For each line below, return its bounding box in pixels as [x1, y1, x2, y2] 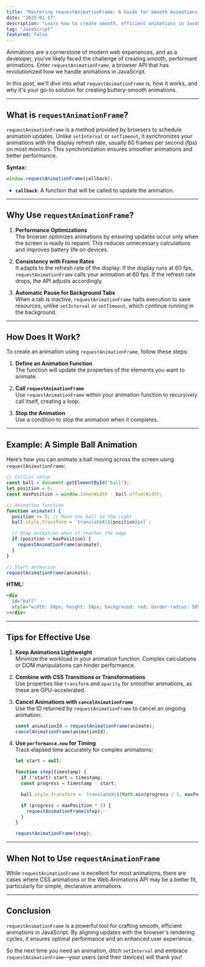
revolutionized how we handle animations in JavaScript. [6, 68, 146, 75]
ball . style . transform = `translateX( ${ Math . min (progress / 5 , [21, 791, 182, 798]
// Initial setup [6, 474, 51, 480]
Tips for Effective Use [6, 632, 90, 642]
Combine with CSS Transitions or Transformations [15, 673, 146, 680]
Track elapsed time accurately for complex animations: [15, 746, 154, 754]
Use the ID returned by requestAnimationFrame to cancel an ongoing [15, 704, 186, 712]
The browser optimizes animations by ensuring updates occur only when [15, 233, 199, 240]
